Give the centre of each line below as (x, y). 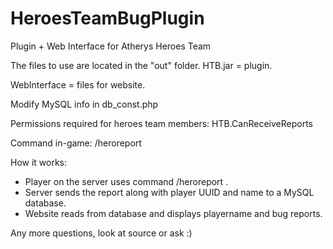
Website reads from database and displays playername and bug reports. (173, 213)
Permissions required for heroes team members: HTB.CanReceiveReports (161, 123)
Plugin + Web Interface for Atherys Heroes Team (111, 46)
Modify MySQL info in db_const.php (84, 104)
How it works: (39, 162)
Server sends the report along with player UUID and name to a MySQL (169, 192)
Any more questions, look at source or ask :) (101, 233)
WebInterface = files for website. (78, 84)
